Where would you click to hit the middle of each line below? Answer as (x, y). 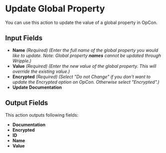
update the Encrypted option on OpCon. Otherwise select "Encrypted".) (86, 82)
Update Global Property (55, 9)
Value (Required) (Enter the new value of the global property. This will (84, 66)
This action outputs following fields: (42, 115)
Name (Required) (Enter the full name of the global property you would (85, 50)
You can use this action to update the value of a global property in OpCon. (82, 22)
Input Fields (24, 38)
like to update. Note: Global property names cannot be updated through (86, 55)
